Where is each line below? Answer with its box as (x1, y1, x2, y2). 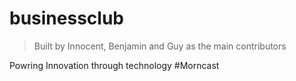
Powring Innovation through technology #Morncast (9, 59, 220, 71)
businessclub (9, 7, 124, 30)
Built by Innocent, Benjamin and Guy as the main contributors (33, 40, 287, 52)
